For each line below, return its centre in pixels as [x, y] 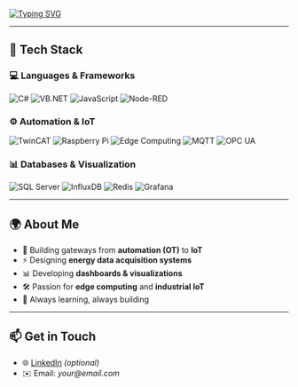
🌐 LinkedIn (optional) [61, 362]
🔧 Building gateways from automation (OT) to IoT [112, 250]
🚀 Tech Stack [46, 50]
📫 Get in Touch [53, 337]
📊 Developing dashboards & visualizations [102, 273]
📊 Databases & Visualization [72, 164]
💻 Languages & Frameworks [72, 75]
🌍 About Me [44, 224]
